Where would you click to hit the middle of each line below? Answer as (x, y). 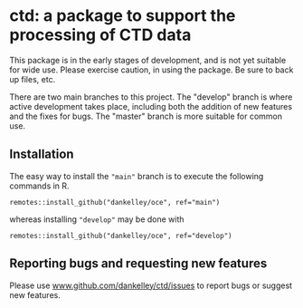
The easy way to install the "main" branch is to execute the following (137, 176)
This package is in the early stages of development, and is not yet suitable (148, 60)
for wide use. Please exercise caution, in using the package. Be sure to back (151, 70)
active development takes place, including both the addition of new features (151, 106)
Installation (42, 154)
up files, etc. (33, 79)
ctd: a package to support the (123, 16)
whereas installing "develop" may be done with (97, 219)
